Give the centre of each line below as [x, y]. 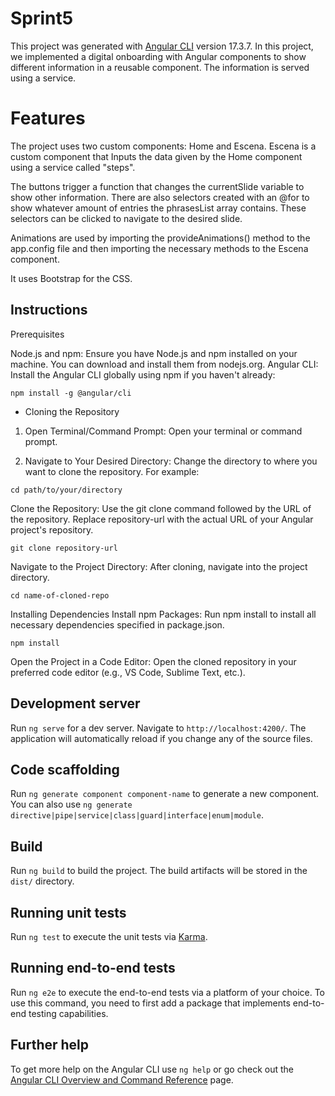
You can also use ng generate [71, 804]
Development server [75, 703]
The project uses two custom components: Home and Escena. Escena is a [163, 146]
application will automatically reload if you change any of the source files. [161, 738]
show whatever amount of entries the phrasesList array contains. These [158, 208]
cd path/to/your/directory [66, 490]
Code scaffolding [65, 769]
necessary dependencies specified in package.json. [117, 624]
